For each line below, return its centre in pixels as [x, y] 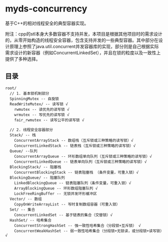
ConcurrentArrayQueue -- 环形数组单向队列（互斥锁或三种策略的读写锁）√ [83, 156]
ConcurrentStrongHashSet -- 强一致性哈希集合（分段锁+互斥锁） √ [77, 225]
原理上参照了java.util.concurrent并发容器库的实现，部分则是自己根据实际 [84, 46]
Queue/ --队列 [23, 151]
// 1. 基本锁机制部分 [29, 93]
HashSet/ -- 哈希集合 [30, 220]
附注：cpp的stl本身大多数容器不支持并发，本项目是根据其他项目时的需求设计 [84, 34]
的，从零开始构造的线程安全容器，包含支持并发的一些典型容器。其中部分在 [82, 40]
